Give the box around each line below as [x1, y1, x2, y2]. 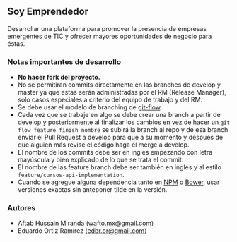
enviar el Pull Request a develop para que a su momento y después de [17, 133, 224, 142]
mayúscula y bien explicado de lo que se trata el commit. [17, 155, 184, 164]
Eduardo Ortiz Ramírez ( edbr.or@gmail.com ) [17, 226, 147, 235]
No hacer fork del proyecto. [17, 73, 100, 82]
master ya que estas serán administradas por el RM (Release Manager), [17, 88, 226, 97]
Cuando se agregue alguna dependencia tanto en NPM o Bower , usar [17, 178, 220, 186]
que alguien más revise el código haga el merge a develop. [17, 140, 190, 149]
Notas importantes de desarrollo [7, 56, 122, 66]
